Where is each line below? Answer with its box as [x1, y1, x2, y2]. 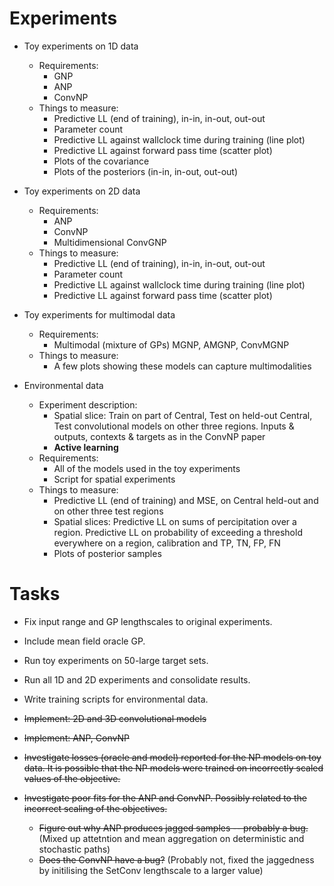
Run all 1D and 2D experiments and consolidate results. [23, 673, 251, 686]
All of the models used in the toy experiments [53, 462, 241, 474]
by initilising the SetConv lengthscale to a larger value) [38, 864, 264, 876]
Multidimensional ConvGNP [53, 236, 167, 248]
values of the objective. [23, 772, 121, 784]
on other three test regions [53, 505, 164, 517]
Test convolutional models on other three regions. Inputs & [53, 420, 295, 432]
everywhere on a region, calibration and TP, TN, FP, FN [53, 537, 281, 549]
